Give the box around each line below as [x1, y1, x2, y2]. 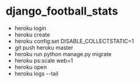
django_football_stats [6, 4, 119, 18]
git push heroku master [14, 44, 73, 51]
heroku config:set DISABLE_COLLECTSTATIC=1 [14, 37, 134, 45]
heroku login [14, 24, 46, 32]
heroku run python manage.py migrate [14, 50, 112, 57]
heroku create [14, 31, 50, 38]
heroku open [14, 63, 47, 71]
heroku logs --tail [14, 70, 59, 77]
